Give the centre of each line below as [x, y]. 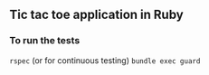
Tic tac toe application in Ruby [96, 15]
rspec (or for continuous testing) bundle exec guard [105, 60]
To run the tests [45, 41]
